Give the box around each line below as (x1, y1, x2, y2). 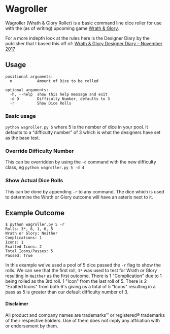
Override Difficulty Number (5, 147, 74, 154)
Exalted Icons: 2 (5, 244, 42, 249)
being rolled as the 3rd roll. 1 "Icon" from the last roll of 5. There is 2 (5, 278, 147, 284)
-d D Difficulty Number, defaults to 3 (10, 96, 110, 102)
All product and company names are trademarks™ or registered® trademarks (5, 312, 165, 318)
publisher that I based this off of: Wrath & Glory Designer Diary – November (5, 40, 163, 46)
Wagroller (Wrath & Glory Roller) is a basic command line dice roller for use (5, 20, 162, 26)
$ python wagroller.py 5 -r (5, 222, 65, 227)
